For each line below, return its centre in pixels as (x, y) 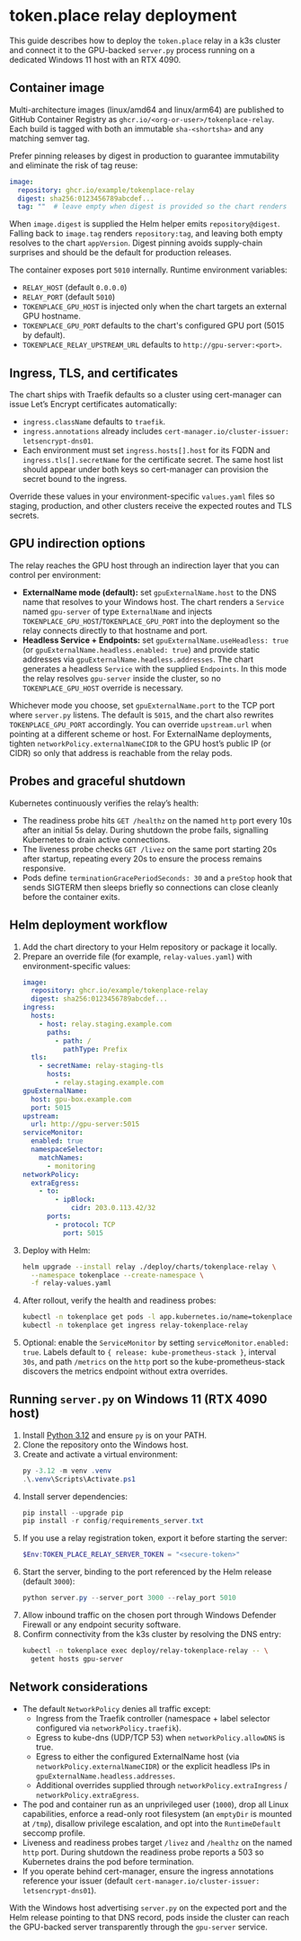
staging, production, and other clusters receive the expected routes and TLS (150, 506)
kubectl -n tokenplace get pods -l (89, 1317)
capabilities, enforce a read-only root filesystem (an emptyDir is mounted (157, 1813)
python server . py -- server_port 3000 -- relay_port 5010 (129, 1598)
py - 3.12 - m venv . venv (67, 1471)
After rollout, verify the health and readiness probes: (119, 1301)
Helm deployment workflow (89, 926)
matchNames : (61, 1157)
